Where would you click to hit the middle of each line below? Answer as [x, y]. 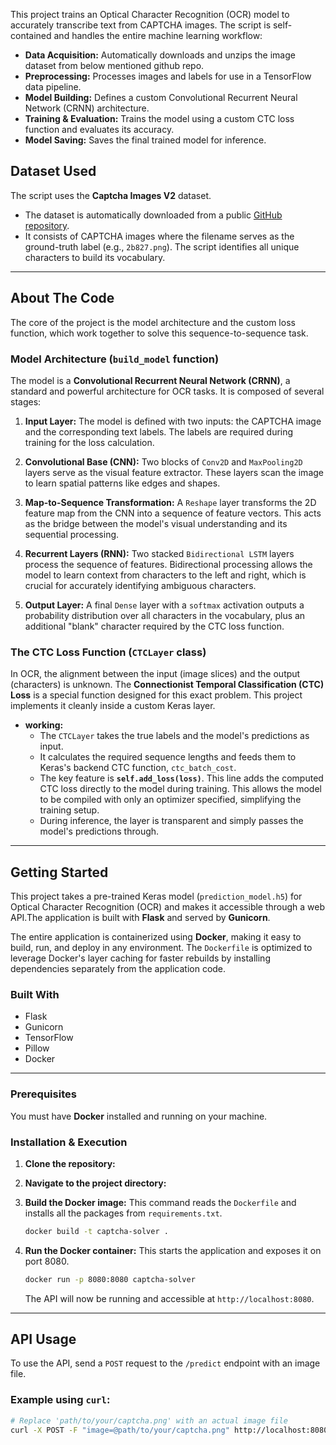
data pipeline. [53, 87]
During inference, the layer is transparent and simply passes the [171, 821]
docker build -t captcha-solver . [96, 1231]
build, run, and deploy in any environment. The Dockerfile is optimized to [161, 948]
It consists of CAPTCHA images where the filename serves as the [159, 236]
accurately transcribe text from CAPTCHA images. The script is [141, 25]
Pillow [37, 1048]
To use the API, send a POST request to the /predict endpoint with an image [165, 1363]
